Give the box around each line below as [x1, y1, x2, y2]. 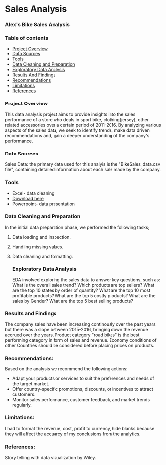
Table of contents [5, 35, 49, 42]
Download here [12, 196, 44, 202]
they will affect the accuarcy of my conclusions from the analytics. [5, 431, 141, 437]
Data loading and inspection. [12, 234, 71, 240]
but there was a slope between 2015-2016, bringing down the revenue [5, 327, 148, 333]
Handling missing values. [12, 244, 64, 250]
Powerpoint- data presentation [12, 201, 75, 207]
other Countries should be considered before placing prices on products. [5, 343, 155, 349]
